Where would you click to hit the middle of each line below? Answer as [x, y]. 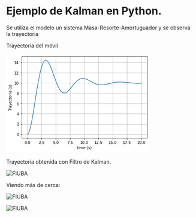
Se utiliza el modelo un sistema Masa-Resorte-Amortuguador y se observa [98, 28]
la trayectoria [22, 34]
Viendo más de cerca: [33, 185]
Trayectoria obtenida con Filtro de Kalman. [59, 162]
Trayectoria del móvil [32, 46]
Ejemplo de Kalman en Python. [84, 11]
